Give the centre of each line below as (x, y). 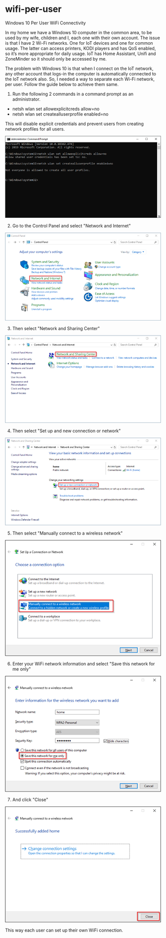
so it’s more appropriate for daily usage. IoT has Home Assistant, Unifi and (81, 54)
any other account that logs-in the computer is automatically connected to (81, 73)
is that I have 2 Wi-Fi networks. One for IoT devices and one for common (79, 43)
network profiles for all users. (35, 129)
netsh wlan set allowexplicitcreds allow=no (56, 109)
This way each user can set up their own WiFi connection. (64, 930)
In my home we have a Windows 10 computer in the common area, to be (79, 32)
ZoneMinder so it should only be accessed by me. (56, 59)
